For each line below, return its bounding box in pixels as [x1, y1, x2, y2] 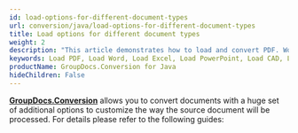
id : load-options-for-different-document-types [9, 12, 189, 22]
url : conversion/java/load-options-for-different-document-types [9, 21, 255, 30]
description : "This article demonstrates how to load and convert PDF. [9, 46, 279, 55]
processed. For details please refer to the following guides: [9, 113, 224, 124]
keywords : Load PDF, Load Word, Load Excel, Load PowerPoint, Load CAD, [9, 54, 284, 63]
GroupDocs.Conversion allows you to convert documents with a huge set [9, 95, 279, 106]
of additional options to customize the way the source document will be [9, 104, 271, 115]
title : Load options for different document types [9, 29, 200, 38]
